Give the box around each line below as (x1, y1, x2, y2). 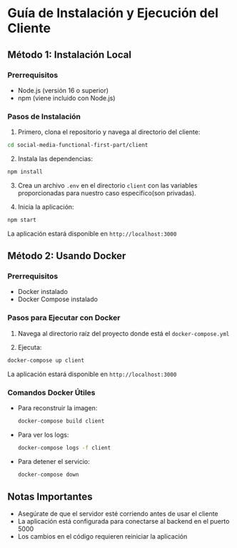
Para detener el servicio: (17, 457, 91, 465)
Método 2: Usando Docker (7, 250, 126, 262)
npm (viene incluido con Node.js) (17, 93, 116, 102)
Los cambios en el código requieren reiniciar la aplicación (17, 532, 188, 541)
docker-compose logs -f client (17, 444, 111, 451)
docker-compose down (17, 471, 79, 478)
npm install (7, 168, 43, 176)
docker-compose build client (17, 417, 105, 425)
